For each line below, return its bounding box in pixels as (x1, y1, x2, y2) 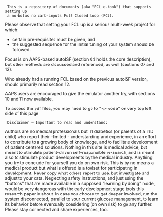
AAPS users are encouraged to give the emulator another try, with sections (5, 91, 155, 96)
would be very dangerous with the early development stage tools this (5, 186, 144, 192)
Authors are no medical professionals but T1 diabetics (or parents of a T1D (5, 129, 154, 134)
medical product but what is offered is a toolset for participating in (5, 165, 138, 171)
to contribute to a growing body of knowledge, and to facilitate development (5, 139, 158, 145)
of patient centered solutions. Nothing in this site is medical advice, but (5, 144, 147, 150)
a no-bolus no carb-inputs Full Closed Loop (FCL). (7, 13, 114, 18)
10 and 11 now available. (5, 96, 53, 102)
